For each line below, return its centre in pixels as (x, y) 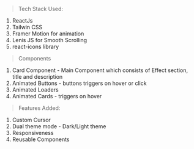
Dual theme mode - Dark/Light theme (59, 126)
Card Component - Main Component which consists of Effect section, (100, 70)
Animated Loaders (35, 90)
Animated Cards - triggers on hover (57, 96)
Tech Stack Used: (40, 9)
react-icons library (35, 46)
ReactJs (22, 20)
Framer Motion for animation (48, 34)
